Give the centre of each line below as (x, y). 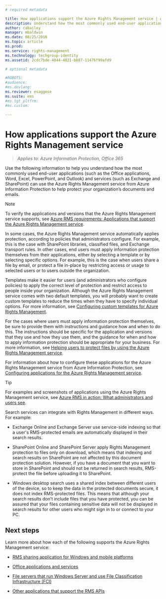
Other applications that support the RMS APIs (59, 591)
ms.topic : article (24, 42)
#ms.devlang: (19, 87)
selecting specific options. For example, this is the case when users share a (82, 260)
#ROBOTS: (14, 78)
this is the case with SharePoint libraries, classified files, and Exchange (77, 244)
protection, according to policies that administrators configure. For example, (83, 239)
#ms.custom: (17, 105)
